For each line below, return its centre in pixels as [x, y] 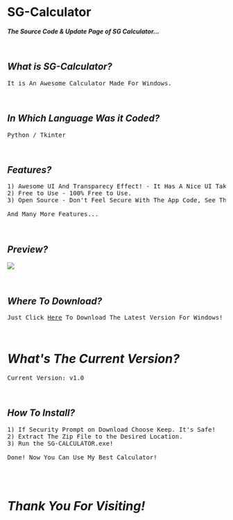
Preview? [28, 249]
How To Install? [41, 413]
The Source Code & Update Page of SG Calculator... [83, 31]
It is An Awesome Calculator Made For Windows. [89, 83]
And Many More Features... [53, 214]
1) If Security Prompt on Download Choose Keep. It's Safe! [112, 429]
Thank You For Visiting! [76, 506]
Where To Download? [55, 301]
